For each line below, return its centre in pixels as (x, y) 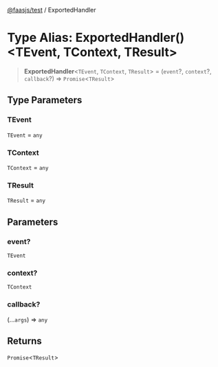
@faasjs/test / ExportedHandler (52, 10)
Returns (25, 341)
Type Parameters (45, 100)
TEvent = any (25, 135)
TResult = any (26, 200)
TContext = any (28, 167)
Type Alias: (40, 38)
